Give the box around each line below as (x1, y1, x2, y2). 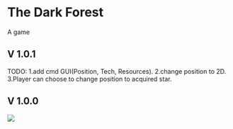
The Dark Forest (7, 4, 104, 21)
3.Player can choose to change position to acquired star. (7, 74, 172, 83)
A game (7, 28, 30, 36)
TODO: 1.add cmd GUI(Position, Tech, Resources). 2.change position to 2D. (7, 67, 227, 75)
